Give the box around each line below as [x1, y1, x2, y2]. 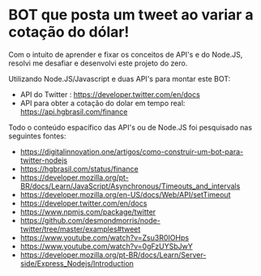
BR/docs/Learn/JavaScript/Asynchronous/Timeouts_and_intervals [19, 180, 241, 191]
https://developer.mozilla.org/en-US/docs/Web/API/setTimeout [19, 189, 231, 199]
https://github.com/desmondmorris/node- [19, 215, 160, 225]
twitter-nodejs [19, 155, 67, 165]
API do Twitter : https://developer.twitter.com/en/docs [19, 89, 200, 99]
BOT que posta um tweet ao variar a [8, 6, 254, 24]
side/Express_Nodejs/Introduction [19, 258, 134, 268]
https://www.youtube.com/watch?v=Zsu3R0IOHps [19, 232, 189, 242]
